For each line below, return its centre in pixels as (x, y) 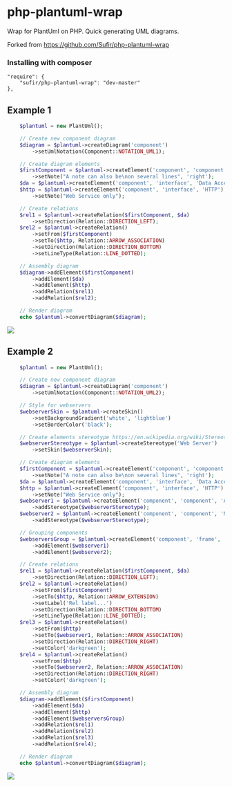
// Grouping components (54, 533)
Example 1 (29, 110)
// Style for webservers (55, 405)
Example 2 (30, 352)
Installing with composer (50, 62)
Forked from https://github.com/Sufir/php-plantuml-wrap (88, 44)
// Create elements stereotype (65, 437)
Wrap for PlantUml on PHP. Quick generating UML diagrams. (93, 31)
